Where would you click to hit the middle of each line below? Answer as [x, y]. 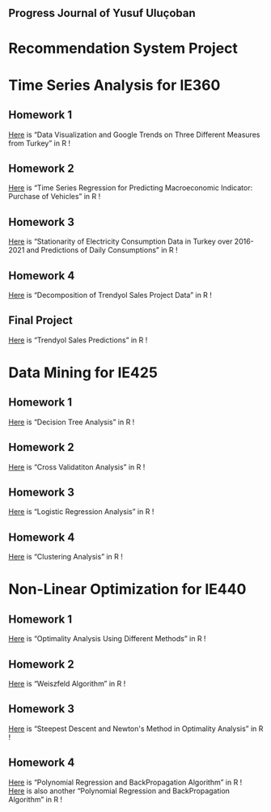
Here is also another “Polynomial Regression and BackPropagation [119, 791]
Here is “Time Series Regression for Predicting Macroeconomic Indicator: [131, 188]
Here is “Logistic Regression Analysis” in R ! [81, 512]
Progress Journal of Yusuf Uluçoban [102, 13]
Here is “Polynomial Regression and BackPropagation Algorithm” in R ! [125, 782]
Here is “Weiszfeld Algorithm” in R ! [67, 684]
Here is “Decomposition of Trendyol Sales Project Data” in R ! [110, 295]
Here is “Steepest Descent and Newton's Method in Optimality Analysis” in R [136, 729]
